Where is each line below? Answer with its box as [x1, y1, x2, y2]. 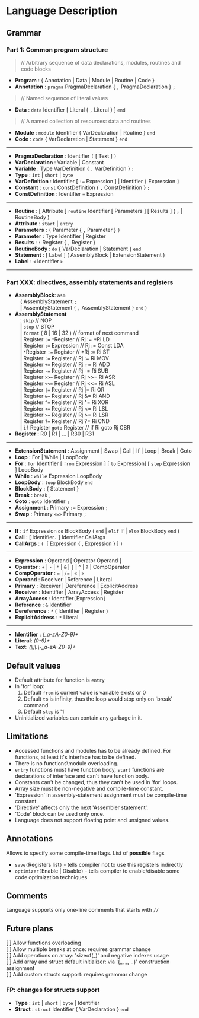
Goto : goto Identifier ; [14, 498, 70, 505]
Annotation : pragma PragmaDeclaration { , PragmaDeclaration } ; [14, 83, 176, 90]
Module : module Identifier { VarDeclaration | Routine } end [14, 129, 155, 136]
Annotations [6, 834, 53, 844]
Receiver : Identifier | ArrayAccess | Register [14, 588, 124, 596]
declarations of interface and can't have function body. [14, 772, 149, 780]
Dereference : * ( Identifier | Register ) [14, 607, 108, 615]
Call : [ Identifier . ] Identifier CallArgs [14, 534, 105, 541]
